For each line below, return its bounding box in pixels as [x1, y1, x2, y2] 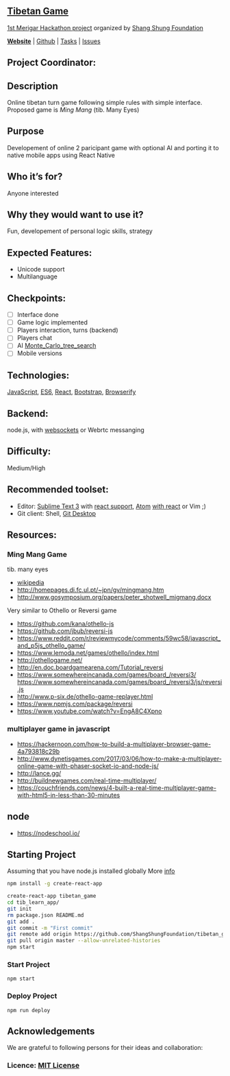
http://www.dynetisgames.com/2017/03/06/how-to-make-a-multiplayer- [16, 754, 222, 763]
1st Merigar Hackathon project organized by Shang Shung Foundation [7, 23, 204, 32]
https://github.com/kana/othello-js [16, 620, 114, 628]
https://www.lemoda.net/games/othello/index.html [16, 649, 159, 657]
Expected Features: [7, 247, 92, 259]
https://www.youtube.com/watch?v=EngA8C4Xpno [16, 707, 162, 715]
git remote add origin [7, 931, 72, 938]
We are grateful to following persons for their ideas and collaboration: [7, 1044, 203, 1052]
